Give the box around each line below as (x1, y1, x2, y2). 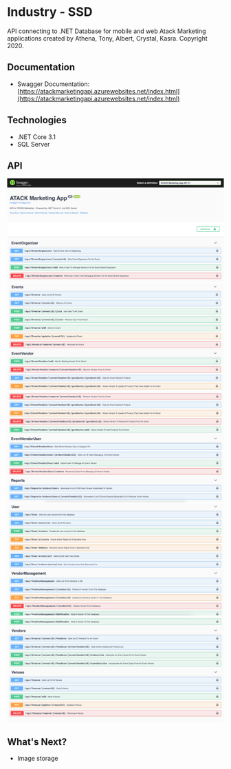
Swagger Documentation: (16, 80, 90, 88)
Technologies (7, 114, 67, 126)
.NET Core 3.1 (16, 132, 56, 141)
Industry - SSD (7, 4, 93, 20)
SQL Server (16, 140, 50, 148)
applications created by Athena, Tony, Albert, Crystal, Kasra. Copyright (7, 34, 208, 42)
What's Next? (7, 736, 67, 748)
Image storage (16, 755, 58, 763)
